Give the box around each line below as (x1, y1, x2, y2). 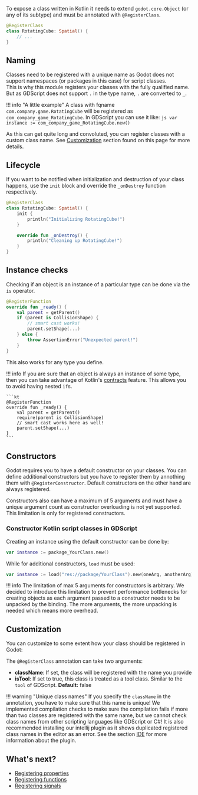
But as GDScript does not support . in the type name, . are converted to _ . (6, 90, 187, 97)
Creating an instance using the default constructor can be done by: (6, 538, 169, 545)
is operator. (6, 287, 35, 294)
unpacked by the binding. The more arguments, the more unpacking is (6, 601, 177, 608)
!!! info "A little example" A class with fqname (6, 102, 115, 109)
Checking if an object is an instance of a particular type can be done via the (6, 280, 190, 288)
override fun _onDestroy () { (16, 233, 88, 238)
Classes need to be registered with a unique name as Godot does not (6, 71, 174, 78)
